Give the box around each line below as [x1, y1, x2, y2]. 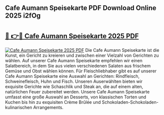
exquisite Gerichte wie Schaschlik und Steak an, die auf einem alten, [5, 84, 143, 90]
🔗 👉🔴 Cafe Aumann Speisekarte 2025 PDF [5, 32, 139, 40]
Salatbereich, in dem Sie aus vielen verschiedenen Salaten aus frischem [5, 63, 151, 69]
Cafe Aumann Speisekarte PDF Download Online [5, 4, 157, 12]
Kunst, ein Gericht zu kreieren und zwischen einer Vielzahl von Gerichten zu [5, 52, 159, 58]
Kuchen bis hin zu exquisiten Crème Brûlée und [5, 99, 101, 105]
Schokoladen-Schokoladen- [102, 99, 159, 105]
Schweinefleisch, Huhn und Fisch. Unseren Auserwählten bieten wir [5, 78, 143, 84]
